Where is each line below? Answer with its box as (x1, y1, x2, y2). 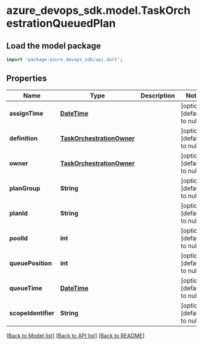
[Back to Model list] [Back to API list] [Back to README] (6, 332, 145, 339)
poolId (9, 234, 28, 242)
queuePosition (9, 258, 53, 267)
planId (9, 209, 28, 217)
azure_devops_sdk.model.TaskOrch (6, 4, 191, 18)
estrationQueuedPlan (6, 16, 116, 30)
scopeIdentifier (9, 309, 54, 317)
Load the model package (6, 41, 101, 51)
